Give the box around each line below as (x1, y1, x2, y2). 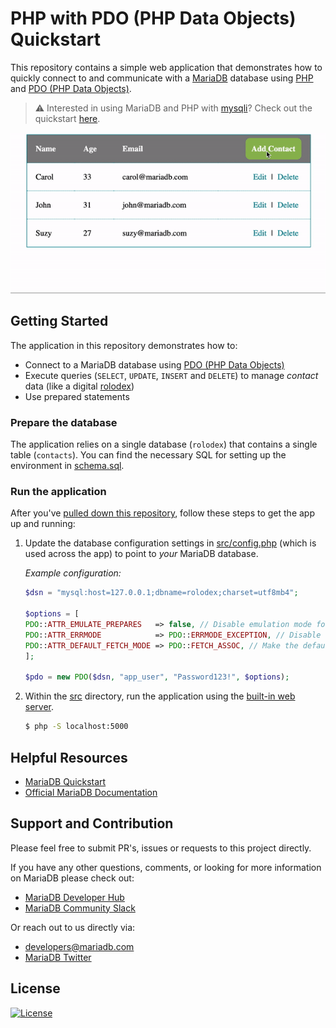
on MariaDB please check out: (10, 872, 135, 884)
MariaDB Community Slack (24, 902, 136, 914)
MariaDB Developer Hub (24, 891, 125, 903)
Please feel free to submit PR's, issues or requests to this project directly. (10, 842, 312, 854)
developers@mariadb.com (24, 940, 135, 952)
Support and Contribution (10, 815, 174, 832)
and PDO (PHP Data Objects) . (10, 82, 132, 94)
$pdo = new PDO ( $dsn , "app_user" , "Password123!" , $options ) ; (24, 672, 290, 682)
